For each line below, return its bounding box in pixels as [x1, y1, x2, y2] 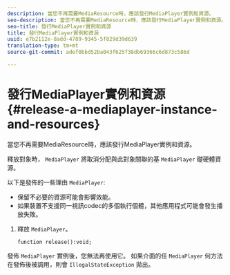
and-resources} [7, 117, 100, 132]
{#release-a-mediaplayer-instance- [7, 102, 218, 117]
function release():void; [17, 238, 92, 245]
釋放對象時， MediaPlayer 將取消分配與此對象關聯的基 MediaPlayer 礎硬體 [7, 155, 215, 163]
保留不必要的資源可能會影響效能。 [17, 193, 115, 201]
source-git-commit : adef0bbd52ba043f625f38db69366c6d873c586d [7, 49, 190, 56]
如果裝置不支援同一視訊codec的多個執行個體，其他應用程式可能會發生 [17, 201, 217, 209]
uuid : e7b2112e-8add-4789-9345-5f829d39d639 [7, 36, 137, 43]
